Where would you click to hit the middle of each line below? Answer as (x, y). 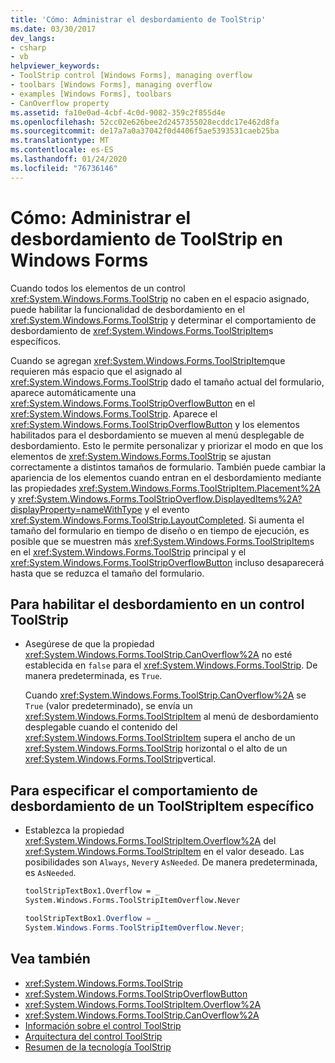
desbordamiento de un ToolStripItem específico (162, 806)
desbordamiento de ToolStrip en (146, 238)
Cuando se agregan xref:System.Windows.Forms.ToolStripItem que (148, 360)
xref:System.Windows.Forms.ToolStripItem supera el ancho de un (160, 738)
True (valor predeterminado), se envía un (108, 706)
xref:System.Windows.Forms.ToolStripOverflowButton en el (133, 403)
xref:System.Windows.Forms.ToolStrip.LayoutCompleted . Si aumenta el (157, 520)
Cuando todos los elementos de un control (98, 288)
